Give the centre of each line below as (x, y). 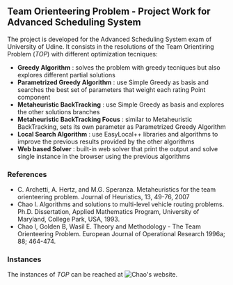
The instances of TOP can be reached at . (93, 275)
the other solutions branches (58, 111)
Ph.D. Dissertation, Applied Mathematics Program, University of (108, 212)
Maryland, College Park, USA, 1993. (69, 219)
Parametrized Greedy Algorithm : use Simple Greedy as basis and (113, 82)
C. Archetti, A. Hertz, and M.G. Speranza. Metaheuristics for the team (116, 190)
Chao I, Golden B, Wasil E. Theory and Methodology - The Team (109, 226)
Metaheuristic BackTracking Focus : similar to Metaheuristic (105, 119)
